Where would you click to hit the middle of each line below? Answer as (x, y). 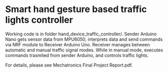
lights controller (39, 20)
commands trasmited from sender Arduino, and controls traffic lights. (77, 55)
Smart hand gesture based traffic (76, 9)
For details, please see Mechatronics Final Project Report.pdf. (69, 65)
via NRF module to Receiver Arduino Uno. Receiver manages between (77, 44)
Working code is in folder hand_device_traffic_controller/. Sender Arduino (81, 34)
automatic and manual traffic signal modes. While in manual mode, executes (84, 50)
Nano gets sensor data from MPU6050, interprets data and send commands (84, 39)
